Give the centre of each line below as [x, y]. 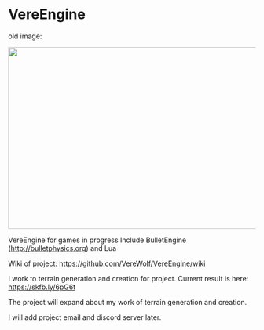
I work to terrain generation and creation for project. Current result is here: [128, 278]
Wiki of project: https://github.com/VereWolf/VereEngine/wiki [107, 263]
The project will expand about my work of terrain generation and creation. [128, 302]
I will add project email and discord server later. [85, 317]
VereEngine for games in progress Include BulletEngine [97, 240]
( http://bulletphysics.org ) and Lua [62, 248]
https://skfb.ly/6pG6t [42, 287]
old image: [25, 36]
